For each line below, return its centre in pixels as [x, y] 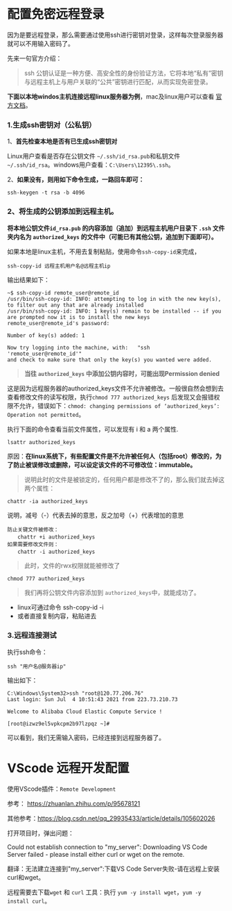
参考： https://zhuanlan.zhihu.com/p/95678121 [74, 803]
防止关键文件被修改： [33, 530]
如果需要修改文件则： [33, 544]
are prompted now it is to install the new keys [79, 317]
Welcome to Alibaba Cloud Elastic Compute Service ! [85, 712]
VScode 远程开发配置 [68, 768]
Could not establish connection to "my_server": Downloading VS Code [107, 847]
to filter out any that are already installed [75, 305]
